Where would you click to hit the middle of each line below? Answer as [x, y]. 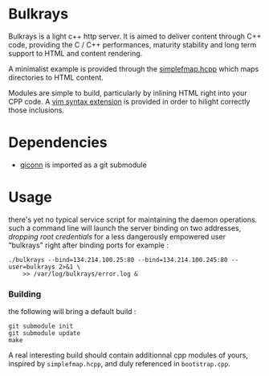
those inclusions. [36, 110]
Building [25, 294]
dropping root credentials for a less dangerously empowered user [117, 236]
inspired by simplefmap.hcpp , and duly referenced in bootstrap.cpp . [119, 364]
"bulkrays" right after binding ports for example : [88, 245]
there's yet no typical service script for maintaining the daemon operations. [133, 219]
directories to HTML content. [56, 77]
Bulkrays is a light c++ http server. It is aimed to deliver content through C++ [135, 36]
